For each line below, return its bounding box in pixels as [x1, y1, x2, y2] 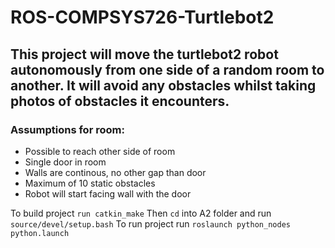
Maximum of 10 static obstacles [24, 177, 156, 189]
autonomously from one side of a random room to [10, 61, 325, 78]
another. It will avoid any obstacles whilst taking [10, 77, 317, 94]
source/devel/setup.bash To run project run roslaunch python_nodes [10, 217, 291, 230]
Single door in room [24, 156, 107, 168]
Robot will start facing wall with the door [24, 187, 192, 200]
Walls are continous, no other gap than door [24, 166, 207, 178]
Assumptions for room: [10, 122, 125, 136]
